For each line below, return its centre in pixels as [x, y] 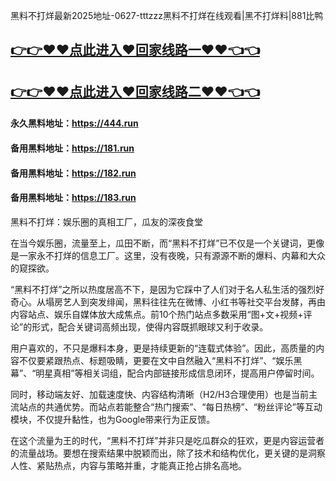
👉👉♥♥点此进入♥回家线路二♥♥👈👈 [135, 91]
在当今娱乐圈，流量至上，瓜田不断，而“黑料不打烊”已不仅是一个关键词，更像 [167, 243]
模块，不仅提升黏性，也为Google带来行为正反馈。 [113, 419]
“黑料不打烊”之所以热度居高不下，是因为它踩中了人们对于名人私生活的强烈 [163, 289]
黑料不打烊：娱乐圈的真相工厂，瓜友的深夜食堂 [106, 221]
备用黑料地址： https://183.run [73, 198]
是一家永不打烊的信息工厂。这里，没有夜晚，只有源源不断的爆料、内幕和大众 [168, 255]
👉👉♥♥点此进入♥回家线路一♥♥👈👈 [135, 50]
